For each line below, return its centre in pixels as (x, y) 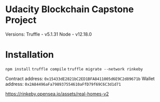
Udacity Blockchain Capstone (70, 9)
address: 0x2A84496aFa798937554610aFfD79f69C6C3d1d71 (63, 84)
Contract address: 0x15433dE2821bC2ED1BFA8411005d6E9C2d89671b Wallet (80, 78)
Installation (30, 55)
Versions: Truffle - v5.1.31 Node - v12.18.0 (49, 34)
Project (21, 20)
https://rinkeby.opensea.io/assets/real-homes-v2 (57, 94)
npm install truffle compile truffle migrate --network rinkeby (74, 69)
